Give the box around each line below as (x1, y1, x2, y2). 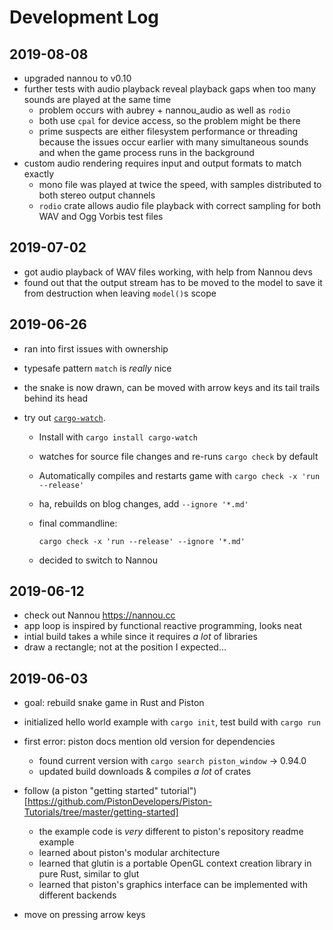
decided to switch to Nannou (38, 554, 159, 566)
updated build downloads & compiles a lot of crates (38, 766, 252, 778)
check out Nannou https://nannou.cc (23, 609, 176, 621)
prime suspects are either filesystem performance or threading (38, 126, 299, 137)
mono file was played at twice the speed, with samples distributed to (38, 179, 322, 190)
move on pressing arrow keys (23, 909, 146, 921)
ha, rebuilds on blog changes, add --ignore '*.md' (38, 497, 249, 510)
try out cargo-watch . (23, 411, 106, 423)
